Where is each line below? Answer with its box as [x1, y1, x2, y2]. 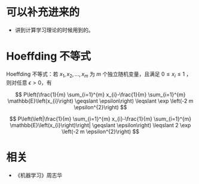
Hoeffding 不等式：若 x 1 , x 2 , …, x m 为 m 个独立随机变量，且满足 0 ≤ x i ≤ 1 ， [6, 70, 192, 79]
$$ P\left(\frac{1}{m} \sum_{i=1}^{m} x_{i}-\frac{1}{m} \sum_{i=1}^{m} [15, 91, 186, 98]
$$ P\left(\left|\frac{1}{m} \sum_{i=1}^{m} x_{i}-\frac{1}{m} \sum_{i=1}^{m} [9, 115, 192, 122]
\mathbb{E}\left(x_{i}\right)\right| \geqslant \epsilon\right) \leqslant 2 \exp [10, 121, 191, 128]
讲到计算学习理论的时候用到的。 [14, 26, 94, 33]
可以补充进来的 [6, 5, 80, 19]
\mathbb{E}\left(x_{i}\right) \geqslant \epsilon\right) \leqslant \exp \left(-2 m [7, 97, 194, 105]
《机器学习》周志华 [14, 171, 63, 179]
